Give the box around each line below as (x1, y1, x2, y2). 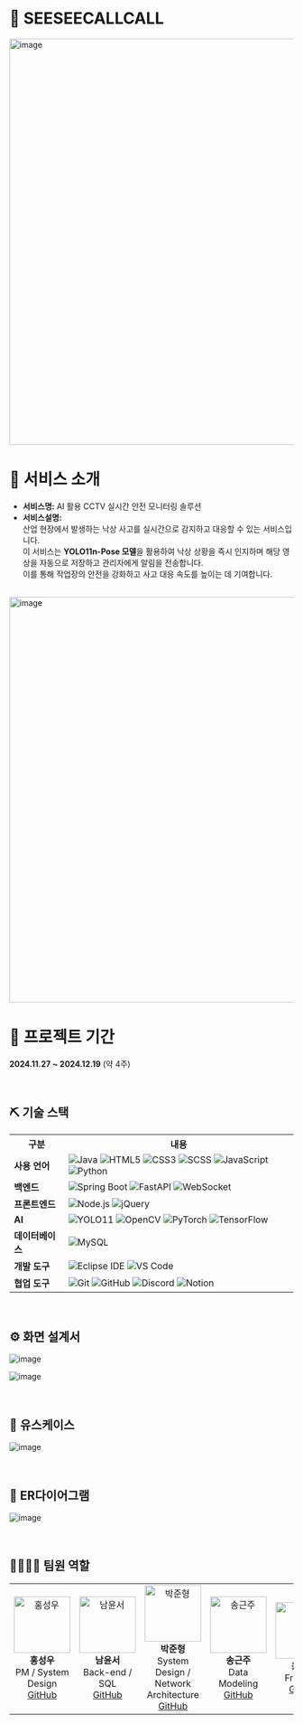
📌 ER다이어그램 (9, 1487, 90, 1503)
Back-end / (82, 1665, 133, 1678)
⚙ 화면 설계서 (9, 1329, 81, 1345)
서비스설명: (22, 512, 62, 523)
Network (154, 1677, 192, 1690)
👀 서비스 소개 (9, 469, 101, 490)
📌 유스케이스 (9, 1417, 75, 1432)
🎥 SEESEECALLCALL (9, 8, 164, 29)
